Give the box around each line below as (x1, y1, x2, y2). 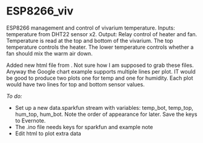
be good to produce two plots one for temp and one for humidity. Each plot (6, 74, 193, 81)
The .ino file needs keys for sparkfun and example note (15, 123, 153, 130)
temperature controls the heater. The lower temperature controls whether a (6, 43, 194, 51)
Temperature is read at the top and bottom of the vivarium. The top (6, 37, 174, 44)
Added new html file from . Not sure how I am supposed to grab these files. (6, 62, 194, 69)
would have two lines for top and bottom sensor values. (6, 80, 145, 88)
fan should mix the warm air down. (6, 49, 93, 57)
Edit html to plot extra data (15, 130, 82, 137)
